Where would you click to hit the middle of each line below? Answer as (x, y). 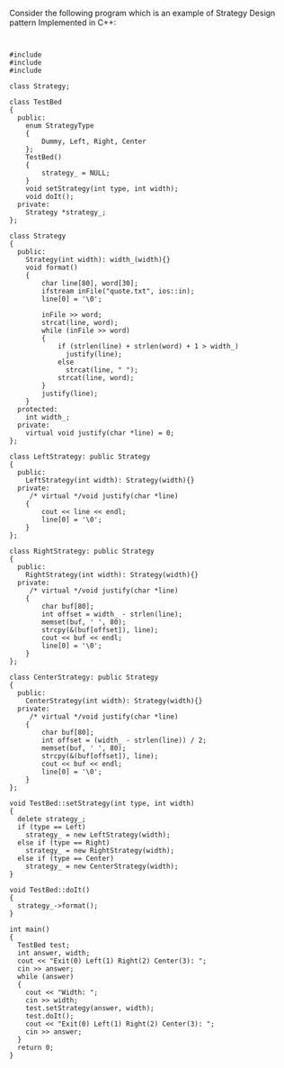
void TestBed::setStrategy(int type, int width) (102, 803)
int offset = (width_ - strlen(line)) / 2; (124, 740)
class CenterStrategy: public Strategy (84, 677)
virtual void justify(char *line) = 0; (100, 433)
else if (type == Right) (64, 843)
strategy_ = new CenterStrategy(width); (102, 866)
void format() (52, 267)
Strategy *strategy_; (66, 213)
